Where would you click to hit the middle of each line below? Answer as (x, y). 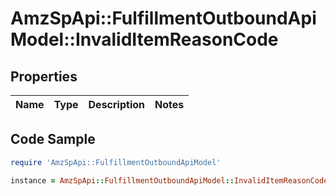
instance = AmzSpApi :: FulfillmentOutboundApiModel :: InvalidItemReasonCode (169, 180)
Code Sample (53, 139)
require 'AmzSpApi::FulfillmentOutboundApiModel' (116, 162)
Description (116, 104)
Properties (44, 76)
